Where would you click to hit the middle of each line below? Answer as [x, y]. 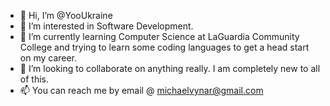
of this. [34, 79]
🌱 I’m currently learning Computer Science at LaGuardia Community [159, 36]
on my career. [48, 58]
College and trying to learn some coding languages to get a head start [164, 47]
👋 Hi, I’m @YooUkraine [66, 15]
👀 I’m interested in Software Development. [106, 26]
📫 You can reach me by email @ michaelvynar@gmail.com [141, 90]
